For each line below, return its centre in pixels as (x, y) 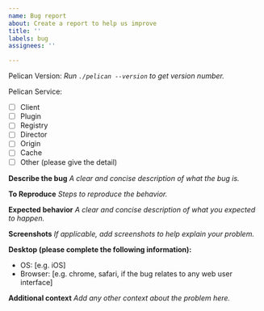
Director (34, 135)
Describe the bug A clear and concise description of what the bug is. (124, 178)
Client (30, 107)
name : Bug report (38, 16)
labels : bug (28, 38)
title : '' (25, 31)
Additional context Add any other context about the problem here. (119, 298)
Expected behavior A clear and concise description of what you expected (132, 209)
